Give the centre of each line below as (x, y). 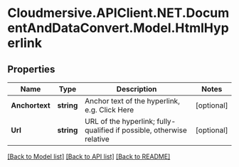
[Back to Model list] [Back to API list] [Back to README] (89, 156)
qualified (99, 130)
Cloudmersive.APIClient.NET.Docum (118, 13)
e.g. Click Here (110, 110)
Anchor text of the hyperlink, (132, 101)
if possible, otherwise (151, 130)
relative (97, 139)
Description (137, 89)
